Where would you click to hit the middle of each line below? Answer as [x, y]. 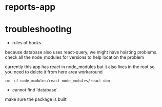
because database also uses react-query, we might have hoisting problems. [81, 52]
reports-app [30, 7]
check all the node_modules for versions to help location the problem [75, 57]
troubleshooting [38, 29]
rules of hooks [27, 43]
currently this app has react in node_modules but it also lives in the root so [80, 67]
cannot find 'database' [35, 90]
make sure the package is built [36, 99]
